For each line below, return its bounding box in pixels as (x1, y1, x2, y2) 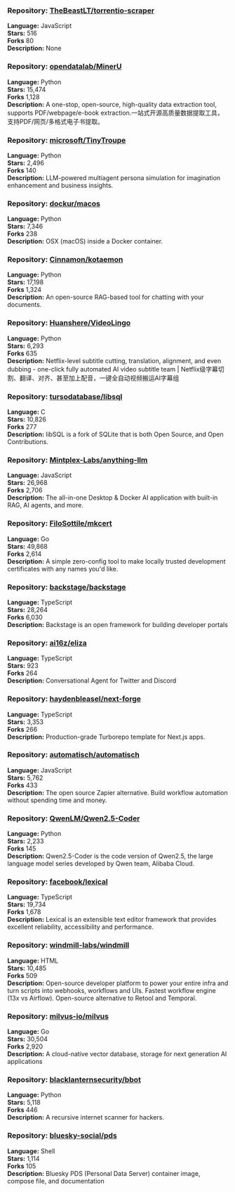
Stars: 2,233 (7, 837, 44, 846)
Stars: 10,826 (7, 415, 47, 424)
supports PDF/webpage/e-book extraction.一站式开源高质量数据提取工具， (7, 108, 224, 117)
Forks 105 (7, 1162, 36, 1170)
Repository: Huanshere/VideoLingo (7, 318, 131, 328)
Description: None (7, 44, 62, 53)
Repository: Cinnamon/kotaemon (7, 255, 123, 265)
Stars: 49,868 (7, 542, 48, 550)
